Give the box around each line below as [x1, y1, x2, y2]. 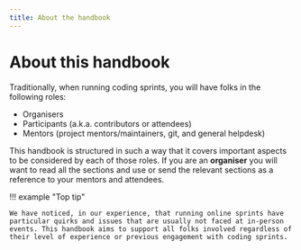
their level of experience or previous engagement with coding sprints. [9, 232, 288, 241]
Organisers [22, 109, 64, 120]
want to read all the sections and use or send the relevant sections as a [9, 164, 274, 175]
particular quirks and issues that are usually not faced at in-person [9, 217, 284, 226]
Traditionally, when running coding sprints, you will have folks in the [9, 82, 261, 93]
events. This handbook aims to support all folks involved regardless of [9, 224, 293, 234]
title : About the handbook [9, 13, 111, 22]
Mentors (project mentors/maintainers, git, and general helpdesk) [22, 128, 266, 138]
